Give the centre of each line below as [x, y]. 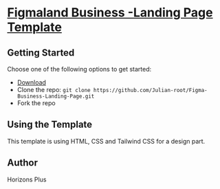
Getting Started [41, 53]
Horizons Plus [27, 179]
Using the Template [50, 125]
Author [22, 163]
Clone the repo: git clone [54, 90]
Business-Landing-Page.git [56, 96]
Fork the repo [36, 103]
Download [32, 82]
